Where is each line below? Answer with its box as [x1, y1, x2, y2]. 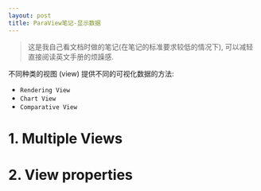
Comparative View [19, 103, 78, 111]
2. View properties [8, 166, 134, 184]
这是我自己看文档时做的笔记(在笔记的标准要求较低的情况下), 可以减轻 [27, 41, 253, 52]
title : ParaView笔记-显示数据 [8, 19, 101, 27]
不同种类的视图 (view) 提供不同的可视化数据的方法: [8, 68, 174, 78]
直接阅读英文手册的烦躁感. [27, 52, 114, 61]
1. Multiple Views [8, 129, 123, 147]
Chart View [19, 95, 56, 103]
